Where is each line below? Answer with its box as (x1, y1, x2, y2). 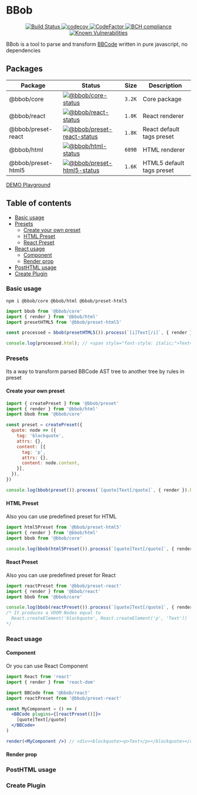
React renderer (142, 112, 184, 120)
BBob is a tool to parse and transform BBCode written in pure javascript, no (6, 41, 188, 48)
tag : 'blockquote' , (16, 433, 64, 439)
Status (81, 81, 101, 89)
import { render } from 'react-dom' (6, 679, 96, 685)
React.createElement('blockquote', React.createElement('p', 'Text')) (11, 615, 188, 622)
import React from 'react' (6, 674, 72, 680)
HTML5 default (142, 159, 185, 167)
